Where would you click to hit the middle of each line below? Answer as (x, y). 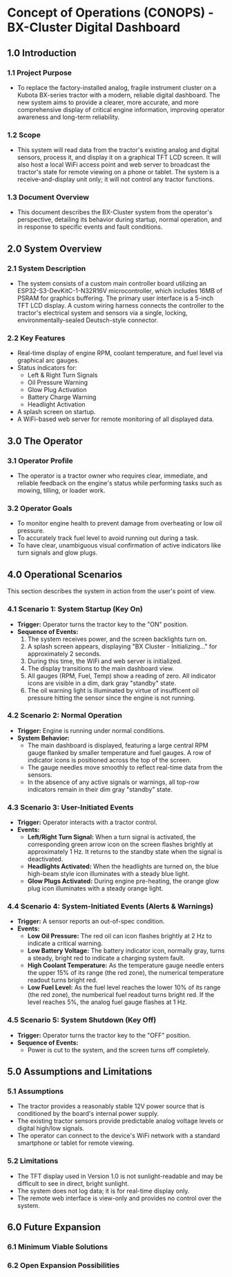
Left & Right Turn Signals (62, 375)
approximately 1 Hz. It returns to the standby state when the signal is (125, 852)
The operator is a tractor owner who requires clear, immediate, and (113, 476)
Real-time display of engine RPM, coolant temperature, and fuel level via (120, 353)
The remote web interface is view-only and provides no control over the (119, 1198)
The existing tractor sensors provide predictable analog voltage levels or (120, 1121)
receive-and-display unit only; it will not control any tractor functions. (116, 179)
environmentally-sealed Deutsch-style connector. (88, 320)
